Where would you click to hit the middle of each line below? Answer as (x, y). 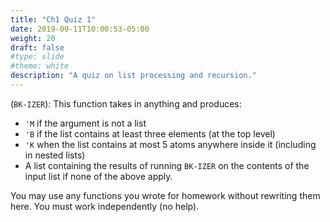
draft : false (37, 47)
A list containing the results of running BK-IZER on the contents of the (167, 165)
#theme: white (40, 66)
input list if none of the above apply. (98, 176)
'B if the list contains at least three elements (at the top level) (150, 133)
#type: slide (37, 57)
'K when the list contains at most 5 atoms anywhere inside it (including (170, 144)
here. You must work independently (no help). (105, 206)
